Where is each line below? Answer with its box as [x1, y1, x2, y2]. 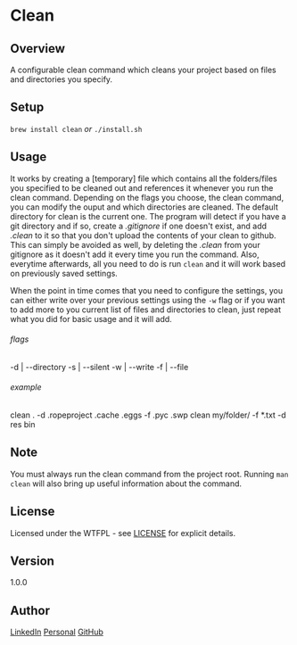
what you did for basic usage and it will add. [10, 313, 172, 324]
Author [10, 603, 50, 618]
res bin [10, 419, 36, 430]
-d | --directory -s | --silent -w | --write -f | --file [10, 361, 189, 372]
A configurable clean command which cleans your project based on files [10, 64, 276, 75]
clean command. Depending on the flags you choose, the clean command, [10, 192, 285, 203]
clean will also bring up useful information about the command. [10, 478, 243, 489]
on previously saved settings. [10, 268, 119, 278]
